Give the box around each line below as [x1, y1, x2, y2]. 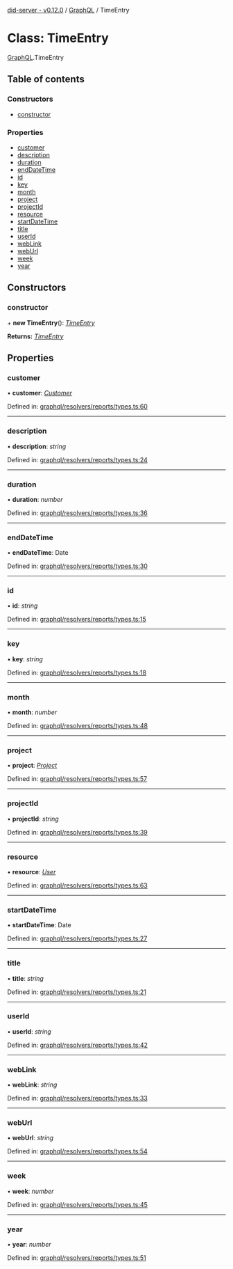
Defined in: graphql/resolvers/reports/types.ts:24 [7, 455, 148, 464]
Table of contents [7, 73, 85, 86]
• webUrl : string [7, 1134, 54, 1142]
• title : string [7, 974, 44, 982]
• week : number [7, 1187, 54, 1195]
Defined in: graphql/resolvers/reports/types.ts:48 [7, 722, 148, 730]
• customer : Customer [7, 389, 73, 397]
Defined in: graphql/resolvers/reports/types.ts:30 [7, 562, 148, 570]
